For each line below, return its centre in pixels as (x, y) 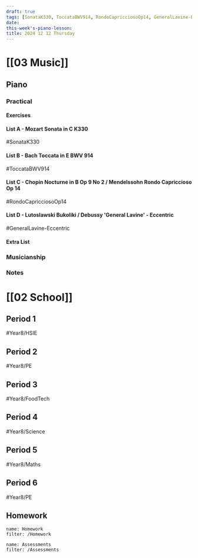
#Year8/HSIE (22, 333)
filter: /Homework (29, 534)
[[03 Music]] (37, 63)
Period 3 (22, 384)
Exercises (19, 115)
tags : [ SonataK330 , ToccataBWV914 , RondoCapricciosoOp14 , (79, 17)
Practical (19, 101)
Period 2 (22, 352)
